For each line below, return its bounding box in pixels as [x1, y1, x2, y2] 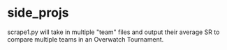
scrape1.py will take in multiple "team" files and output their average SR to [7, 28, 220, 36]
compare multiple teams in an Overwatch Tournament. [7, 35, 164, 43]
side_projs [7, 5, 69, 21]
